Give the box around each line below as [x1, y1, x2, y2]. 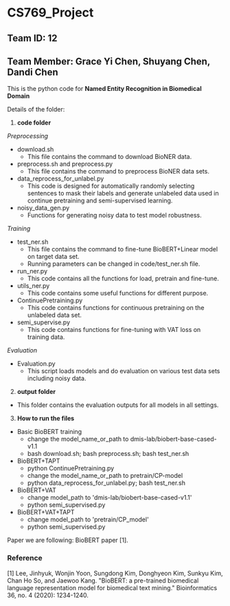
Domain [7, 92, 30, 101]
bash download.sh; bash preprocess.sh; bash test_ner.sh [27, 450, 189, 458]
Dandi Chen [7, 66, 58, 78]
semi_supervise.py [16, 318, 71, 326]
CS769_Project [7, 5, 94, 21]
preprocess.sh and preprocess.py [16, 160, 113, 168]
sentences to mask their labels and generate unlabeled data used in [27, 189, 219, 198]
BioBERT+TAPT [16, 457, 60, 466]
